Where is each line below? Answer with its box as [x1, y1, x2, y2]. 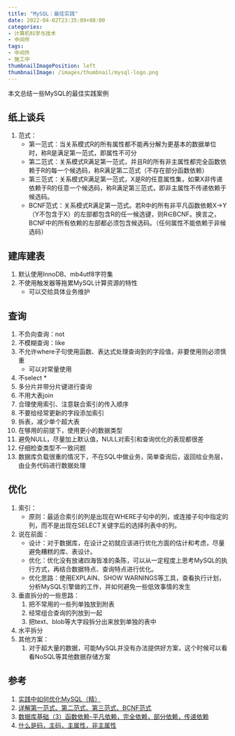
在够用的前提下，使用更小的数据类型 [17, 426, 123, 434]
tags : [8, 43, 24, 50]
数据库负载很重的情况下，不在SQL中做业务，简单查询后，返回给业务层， [17, 452, 227, 461]
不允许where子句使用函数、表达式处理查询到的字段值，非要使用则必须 [17, 347, 220, 356]
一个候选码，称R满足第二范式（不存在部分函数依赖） [57, 166, 208, 175]
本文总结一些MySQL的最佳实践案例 [8, 89, 109, 97]
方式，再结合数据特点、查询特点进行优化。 [34, 564, 158, 573]
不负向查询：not [17, 330, 65, 338]
